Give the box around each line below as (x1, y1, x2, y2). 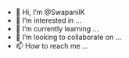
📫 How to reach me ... (15, 42, 88, 50)
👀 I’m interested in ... (15, 16, 82, 25)
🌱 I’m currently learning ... (15, 24, 99, 33)
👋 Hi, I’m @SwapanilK (15, 8, 85, 16)
